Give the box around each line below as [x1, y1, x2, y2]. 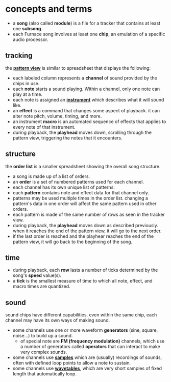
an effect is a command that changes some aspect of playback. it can [12, 107, 160, 113]
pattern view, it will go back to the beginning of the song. [12, 238, 133, 245]
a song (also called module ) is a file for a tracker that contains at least [12, 20, 161, 26]
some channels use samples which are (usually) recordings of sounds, [12, 354, 162, 360]
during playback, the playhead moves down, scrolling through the [12, 129, 152, 135]
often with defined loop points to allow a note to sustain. [12, 360, 131, 366]
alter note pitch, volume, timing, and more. [12, 113, 102, 119]
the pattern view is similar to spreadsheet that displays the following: [5, 65, 151, 71]
